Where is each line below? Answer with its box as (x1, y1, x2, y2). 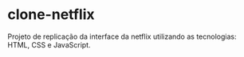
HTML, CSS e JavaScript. (7, 40, 91, 49)
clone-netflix (7, 6, 95, 24)
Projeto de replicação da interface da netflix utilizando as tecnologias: (7, 32, 237, 41)
